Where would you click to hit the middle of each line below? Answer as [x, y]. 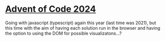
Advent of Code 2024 [50, 9]
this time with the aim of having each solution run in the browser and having [83, 28]
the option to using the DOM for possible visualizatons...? [63, 33]
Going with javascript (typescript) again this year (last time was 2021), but [81, 23]
